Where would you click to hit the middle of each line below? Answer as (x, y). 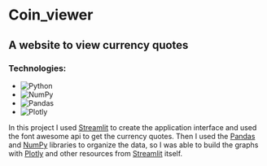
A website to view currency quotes (98, 45)
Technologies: (37, 68)
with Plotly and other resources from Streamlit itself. (96, 153)
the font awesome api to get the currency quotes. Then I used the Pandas (132, 136)
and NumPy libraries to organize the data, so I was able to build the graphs (133, 145)
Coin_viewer (51, 15)
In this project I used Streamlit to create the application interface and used (133, 127)
